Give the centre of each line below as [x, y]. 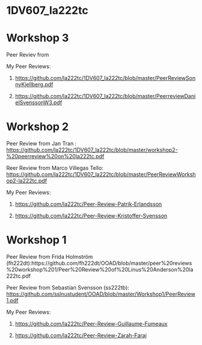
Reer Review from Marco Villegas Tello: [55, 168]
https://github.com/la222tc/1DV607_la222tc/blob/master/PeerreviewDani [105, 96]
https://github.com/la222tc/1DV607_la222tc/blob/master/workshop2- [92, 150]
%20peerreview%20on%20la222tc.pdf [55, 157]
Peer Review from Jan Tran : [42, 144]
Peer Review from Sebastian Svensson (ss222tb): [68, 287]
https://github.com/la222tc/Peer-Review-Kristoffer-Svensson [91, 216]
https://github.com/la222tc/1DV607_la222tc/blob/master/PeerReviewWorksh [101, 175]
